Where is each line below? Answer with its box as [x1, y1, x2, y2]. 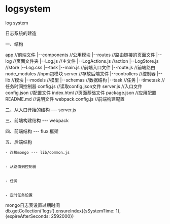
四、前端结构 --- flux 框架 [5, 128, 59, 134]
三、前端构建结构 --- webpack [5, 117, 69, 123]
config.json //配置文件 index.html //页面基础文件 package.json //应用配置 [5, 89, 156, 96]
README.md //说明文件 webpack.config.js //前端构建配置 [5, 96, 125, 102]
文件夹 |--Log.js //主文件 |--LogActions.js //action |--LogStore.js [25, 58, 159, 64]
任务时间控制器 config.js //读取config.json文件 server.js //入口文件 [5, 83, 143, 89]
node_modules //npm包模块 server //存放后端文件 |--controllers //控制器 [5, 70, 156, 76]
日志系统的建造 [5, 30, 37, 36]
